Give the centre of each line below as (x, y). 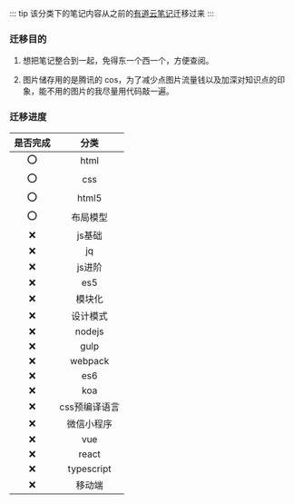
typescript (89, 469)
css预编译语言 (90, 407)
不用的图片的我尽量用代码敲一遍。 (110, 91)
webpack (89, 361)
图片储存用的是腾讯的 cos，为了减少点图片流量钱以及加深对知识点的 (150, 80)
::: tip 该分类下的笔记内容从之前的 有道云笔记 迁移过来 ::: (112, 13)
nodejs (89, 331)
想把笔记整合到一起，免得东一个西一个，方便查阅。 (118, 61)
